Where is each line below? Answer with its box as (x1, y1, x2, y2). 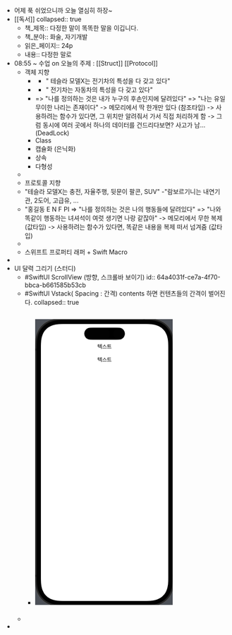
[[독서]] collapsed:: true (13, 15, 82, 23)
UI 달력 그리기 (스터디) (13, 264, 76, 272)
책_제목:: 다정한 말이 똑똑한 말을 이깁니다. (24, 24, 139, 32)
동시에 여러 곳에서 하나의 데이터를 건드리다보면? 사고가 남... (42, 121, 206, 129)
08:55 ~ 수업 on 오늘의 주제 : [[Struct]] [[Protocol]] (13, 59, 159, 67)
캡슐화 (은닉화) (35, 145, 76, 153)
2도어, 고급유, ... (34, 196, 79, 205)
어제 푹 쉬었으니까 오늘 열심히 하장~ (13, 6, 113, 14)
